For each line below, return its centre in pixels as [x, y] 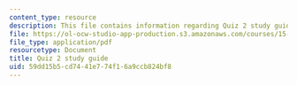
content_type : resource [53, 17]
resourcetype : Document [53, 50]
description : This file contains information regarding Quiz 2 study [140, 26]
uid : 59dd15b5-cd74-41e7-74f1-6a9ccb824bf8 [91, 67]
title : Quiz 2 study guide [59, 58]
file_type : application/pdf [61, 42]
